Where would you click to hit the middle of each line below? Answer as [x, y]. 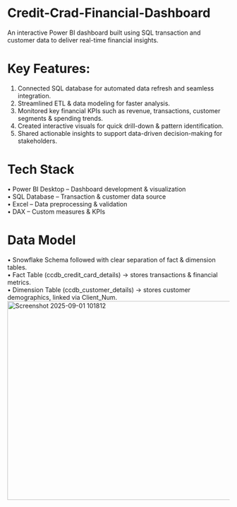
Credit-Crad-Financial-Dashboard [109, 13]
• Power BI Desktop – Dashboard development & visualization [97, 189]
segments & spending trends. [60, 118]
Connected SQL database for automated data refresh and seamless [116, 88]
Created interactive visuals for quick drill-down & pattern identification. [121, 126]
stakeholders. [37, 141]
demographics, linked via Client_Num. [62, 297]
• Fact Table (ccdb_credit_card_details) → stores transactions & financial [113, 274]
